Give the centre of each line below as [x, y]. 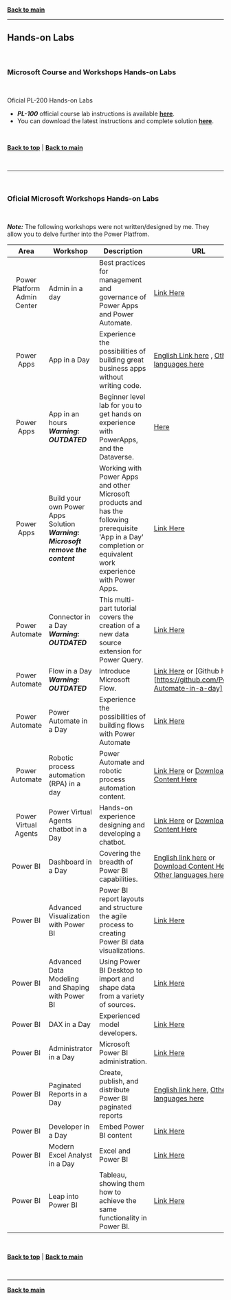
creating [112, 933]
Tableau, [113, 1175]
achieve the [118, 1201]
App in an [64, 414]
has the [111, 511]
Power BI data [122, 942]
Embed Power [122, 1127]
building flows [122, 726]
